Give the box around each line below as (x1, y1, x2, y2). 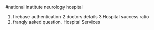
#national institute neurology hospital (5, 4, 83, 10)
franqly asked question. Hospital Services (12, 19, 100, 25)
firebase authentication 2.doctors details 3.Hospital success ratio (12, 14, 149, 19)
